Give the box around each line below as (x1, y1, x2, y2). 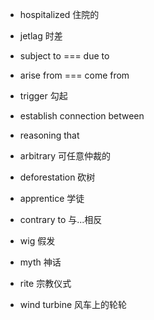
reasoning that (19, 129, 80, 141)
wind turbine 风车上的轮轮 (19, 299, 128, 310)
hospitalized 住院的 (19, 9, 100, 20)
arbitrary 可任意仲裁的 (19, 150, 112, 162)
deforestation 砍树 (19, 171, 96, 183)
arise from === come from (19, 69, 130, 81)
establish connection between (19, 110, 145, 122)
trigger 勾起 (19, 90, 68, 102)
